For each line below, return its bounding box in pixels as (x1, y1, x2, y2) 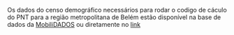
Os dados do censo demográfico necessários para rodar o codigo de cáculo (7, 6, 227, 14)
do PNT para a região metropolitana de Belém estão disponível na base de (7, 13, 221, 21)
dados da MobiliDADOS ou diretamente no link (7, 21, 141, 28)
